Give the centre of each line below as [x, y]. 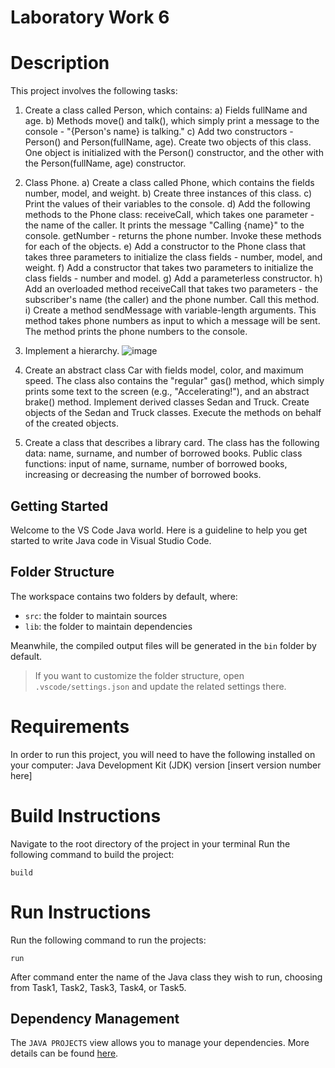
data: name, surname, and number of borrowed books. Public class [163, 453]
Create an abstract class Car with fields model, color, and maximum [164, 370]
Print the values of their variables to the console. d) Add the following [167, 204]
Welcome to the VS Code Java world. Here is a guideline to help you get [159, 530]
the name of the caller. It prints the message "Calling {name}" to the [164, 225]
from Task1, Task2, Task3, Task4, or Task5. [98, 987]
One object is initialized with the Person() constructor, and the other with [174, 153]
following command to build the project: [92, 854]
